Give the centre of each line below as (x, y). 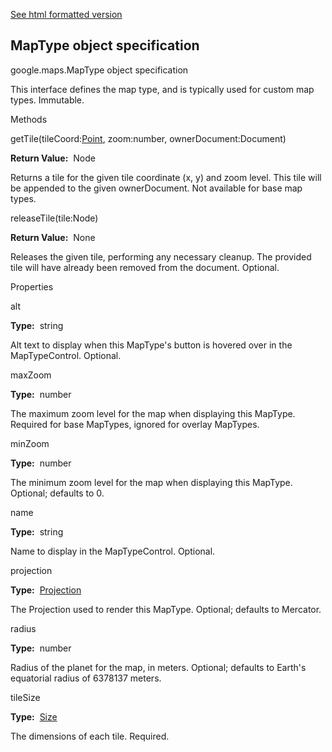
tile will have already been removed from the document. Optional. (145, 267)
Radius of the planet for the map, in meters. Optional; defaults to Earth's (158, 667)
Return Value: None (53, 237)
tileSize (25, 697)
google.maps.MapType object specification (99, 70)
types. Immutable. (47, 100)
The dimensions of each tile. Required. (90, 736)
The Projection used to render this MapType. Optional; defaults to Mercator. (166, 609)
